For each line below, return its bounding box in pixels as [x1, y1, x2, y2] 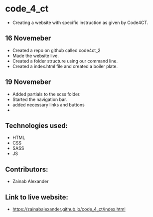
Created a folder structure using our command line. [12, 58, 118, 64]
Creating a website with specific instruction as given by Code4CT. [12, 19, 149, 25]
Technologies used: [5, 121, 68, 130]
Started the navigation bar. [12, 96, 67, 102]
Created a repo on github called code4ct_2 [12, 47, 101, 53]
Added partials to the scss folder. [12, 91, 81, 97]
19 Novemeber [5, 78, 51, 86]
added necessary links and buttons [12, 101, 85, 107]
